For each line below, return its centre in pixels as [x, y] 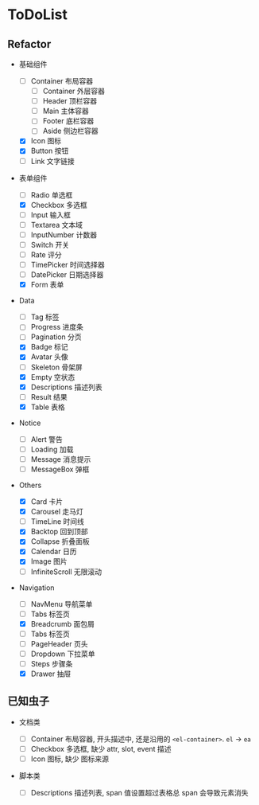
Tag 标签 [45, 317]
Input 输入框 [50, 215]
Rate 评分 [46, 254]
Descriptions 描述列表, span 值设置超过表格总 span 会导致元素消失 [139, 793]
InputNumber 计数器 [64, 234]
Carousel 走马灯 [57, 512]
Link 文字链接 [52, 161]
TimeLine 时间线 [58, 522]
